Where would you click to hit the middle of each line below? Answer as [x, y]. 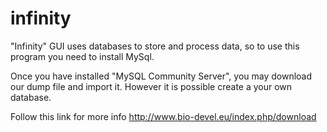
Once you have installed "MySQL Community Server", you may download [161, 76]
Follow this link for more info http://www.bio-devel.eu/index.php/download [163, 116]
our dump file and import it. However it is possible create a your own [151, 86]
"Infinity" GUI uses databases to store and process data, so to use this [155, 46]
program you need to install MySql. [82, 56]
